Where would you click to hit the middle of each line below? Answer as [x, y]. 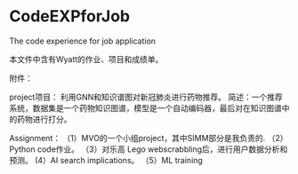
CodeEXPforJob [70, 16]
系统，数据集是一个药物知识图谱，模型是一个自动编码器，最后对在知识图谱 [145, 107]
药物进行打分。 [44, 119]
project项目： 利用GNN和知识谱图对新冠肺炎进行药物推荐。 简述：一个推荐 [146, 97]
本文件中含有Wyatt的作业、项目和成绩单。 [86, 59]
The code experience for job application [83, 41]
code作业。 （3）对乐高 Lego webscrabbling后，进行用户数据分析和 [162, 149]
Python [22, 149]
